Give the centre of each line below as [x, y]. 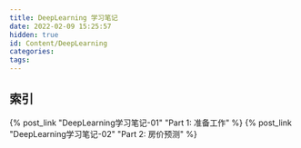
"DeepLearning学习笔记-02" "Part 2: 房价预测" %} [103, 133]
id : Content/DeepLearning [58, 43]
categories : [32, 52]
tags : [20, 60]
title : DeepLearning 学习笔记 [64, 18]
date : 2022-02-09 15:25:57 [60, 26]
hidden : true [34, 35]
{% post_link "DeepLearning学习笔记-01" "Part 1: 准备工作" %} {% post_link [151, 123]
